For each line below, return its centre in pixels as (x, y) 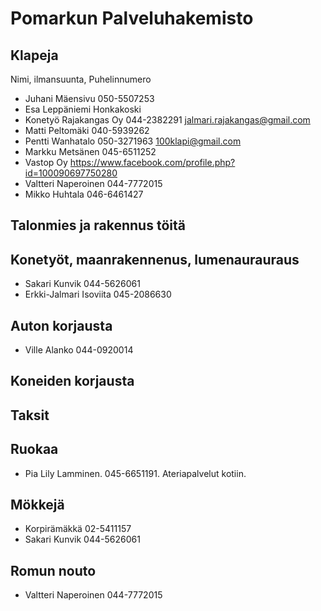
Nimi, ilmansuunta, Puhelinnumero (81, 79)
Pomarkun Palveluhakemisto (132, 18)
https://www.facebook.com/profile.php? (152, 162)
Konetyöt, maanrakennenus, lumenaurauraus (155, 259)
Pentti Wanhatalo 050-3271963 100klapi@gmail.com (133, 141)
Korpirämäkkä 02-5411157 (78, 529)
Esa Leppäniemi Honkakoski (83, 109)
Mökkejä (37, 505)
